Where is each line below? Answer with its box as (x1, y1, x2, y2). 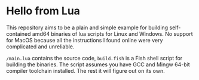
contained (6, 30, 31, 37)
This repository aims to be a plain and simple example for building (6, 24, 169, 31)
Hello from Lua (6, 4, 81, 18)
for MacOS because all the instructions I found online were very (6, 36, 163, 44)
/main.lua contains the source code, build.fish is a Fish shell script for (6, 54, 183, 61)
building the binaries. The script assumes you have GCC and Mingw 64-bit (6, 61, 190, 68)
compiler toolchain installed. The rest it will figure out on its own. (6, 67, 166, 74)
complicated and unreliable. (6, 43, 75, 50)
